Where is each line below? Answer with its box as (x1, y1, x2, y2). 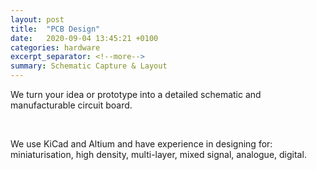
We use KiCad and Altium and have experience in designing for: (10, 138, 273, 150)
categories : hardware (10, 42, 101, 53)
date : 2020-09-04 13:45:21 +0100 (10, 33, 159, 43)
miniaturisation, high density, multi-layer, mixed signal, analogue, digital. (10, 149, 307, 160)
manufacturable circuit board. (10, 99, 133, 111)
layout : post (10, 14, 65, 25)
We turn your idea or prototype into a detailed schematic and (10, 89, 262, 100)
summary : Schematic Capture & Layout (10, 61, 168, 71)
